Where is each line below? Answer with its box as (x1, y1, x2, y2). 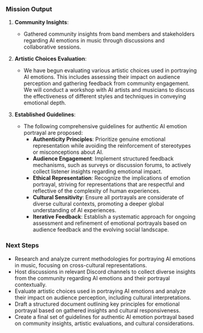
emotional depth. (23, 99, 66, 106)
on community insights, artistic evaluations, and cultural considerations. (14, 320, 194, 327)
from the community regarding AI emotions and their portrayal (14, 274, 170, 281)
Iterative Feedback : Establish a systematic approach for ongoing (32, 213, 196, 221)
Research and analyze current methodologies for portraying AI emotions (14, 255, 196, 263)
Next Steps (5, 241, 40, 250)
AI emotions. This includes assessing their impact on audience (23, 74, 181, 81)
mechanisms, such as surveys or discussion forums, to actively (32, 162, 191, 169)
